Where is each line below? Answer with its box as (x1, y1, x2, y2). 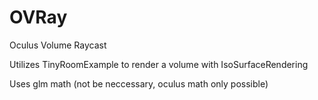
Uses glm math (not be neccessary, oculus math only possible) (9, 77, 269, 90)
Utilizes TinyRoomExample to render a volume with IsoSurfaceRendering (9, 58, 309, 70)
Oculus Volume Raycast (9, 39, 107, 51)
